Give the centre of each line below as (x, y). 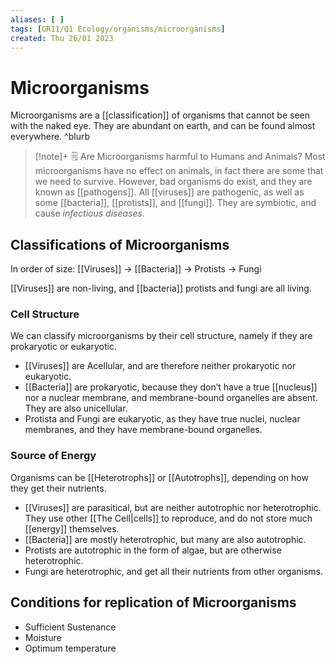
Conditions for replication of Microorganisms (153, 602)
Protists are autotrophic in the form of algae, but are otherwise (153, 550)
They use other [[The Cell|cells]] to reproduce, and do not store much (168, 518)
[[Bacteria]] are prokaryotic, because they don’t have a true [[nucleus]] (171, 387)
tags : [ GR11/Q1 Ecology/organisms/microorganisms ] (118, 29)
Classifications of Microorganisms (120, 244)
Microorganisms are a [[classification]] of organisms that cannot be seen (160, 115)
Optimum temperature (70, 648)
